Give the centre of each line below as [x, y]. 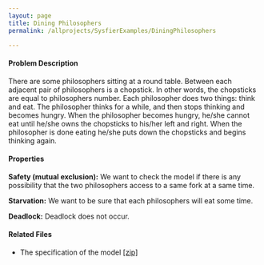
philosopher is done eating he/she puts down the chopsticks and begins [127, 132]
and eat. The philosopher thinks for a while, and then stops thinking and [127, 106]
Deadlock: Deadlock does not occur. [69, 216]
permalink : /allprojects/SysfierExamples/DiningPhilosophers [112, 30]
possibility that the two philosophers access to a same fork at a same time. [131, 185]
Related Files [30, 235]
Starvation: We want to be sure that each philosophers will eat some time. [131, 200]
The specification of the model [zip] [79, 252]
